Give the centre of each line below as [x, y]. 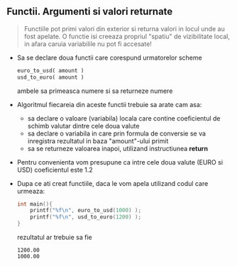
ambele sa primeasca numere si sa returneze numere [95, 91]
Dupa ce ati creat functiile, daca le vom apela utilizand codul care [112, 183]
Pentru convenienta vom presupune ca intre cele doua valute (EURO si [120, 162]
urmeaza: [31, 191]
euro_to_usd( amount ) [50, 70]
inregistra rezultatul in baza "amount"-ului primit [98, 140]
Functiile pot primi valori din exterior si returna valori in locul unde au [124, 28]
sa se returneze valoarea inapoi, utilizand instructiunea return [118, 148]
